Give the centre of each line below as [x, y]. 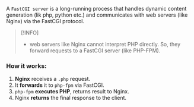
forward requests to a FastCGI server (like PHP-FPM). [95, 51]
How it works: [26, 66]
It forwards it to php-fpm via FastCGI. [59, 85]
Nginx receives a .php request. [53, 79]
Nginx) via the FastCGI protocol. [45, 21]
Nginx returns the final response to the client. [70, 98]
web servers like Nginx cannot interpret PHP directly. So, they [105, 44]
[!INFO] [30, 33]
